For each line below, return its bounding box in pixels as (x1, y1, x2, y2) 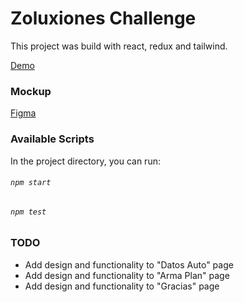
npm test (10, 207, 47, 217)
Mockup (10, 84, 52, 98)
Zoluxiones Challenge (10, 7, 197, 30)
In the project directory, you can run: (10, 155, 161, 167)
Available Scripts (10, 132, 95, 146)
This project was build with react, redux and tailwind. (10, 40, 228, 52)
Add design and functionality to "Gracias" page (24, 280, 220, 292)
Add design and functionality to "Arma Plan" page (24, 269, 230, 281)
